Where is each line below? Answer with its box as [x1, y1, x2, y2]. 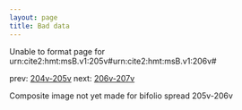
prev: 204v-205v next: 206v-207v [9, 72, 135, 83]
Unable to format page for [9, 46, 106, 56]
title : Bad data [9, 21, 70, 30]
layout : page [9, 13, 58, 22]
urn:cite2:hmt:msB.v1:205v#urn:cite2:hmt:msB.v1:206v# [9, 55, 217, 66]
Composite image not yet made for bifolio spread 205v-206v [9, 90, 233, 101]
